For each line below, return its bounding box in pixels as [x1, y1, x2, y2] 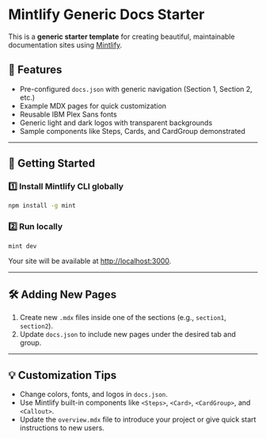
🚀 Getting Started [8, 157, 96, 170]
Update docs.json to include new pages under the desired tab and [19, 330, 236, 339]
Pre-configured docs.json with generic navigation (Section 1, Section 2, [19, 84, 253, 94]
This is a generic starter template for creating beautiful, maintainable [8, 32, 235, 41]
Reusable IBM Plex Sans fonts [19, 109, 117, 119]
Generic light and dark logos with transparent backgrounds [19, 117, 213, 128]
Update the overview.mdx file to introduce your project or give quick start [19, 414, 256, 425]
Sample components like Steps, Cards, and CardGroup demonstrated [19, 126, 245, 136]
